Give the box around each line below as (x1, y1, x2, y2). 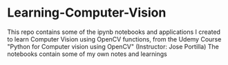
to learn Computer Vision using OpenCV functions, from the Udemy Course (7, 35, 222, 43)
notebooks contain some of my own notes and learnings (7, 50, 167, 58)
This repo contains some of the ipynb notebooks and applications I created (7, 28, 221, 36)
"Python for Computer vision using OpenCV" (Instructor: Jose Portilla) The (7, 42, 219, 50)
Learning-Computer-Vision (7, 5, 167, 21)
